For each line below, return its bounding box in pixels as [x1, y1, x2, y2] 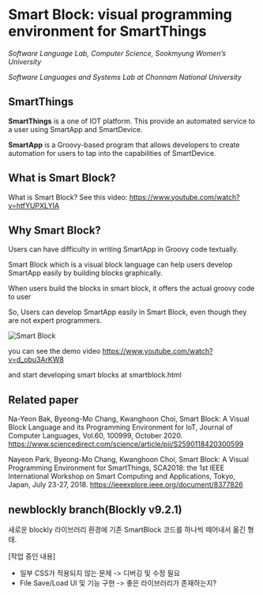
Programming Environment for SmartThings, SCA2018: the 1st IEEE [8, 463, 225, 472]
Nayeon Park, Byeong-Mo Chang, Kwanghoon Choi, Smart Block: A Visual [8, 455, 249, 464]
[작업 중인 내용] [8, 551, 56, 561]
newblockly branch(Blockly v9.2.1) [8, 502, 182, 516]
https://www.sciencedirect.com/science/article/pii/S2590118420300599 [8, 439, 244, 449]
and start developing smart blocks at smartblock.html [8, 370, 182, 380]
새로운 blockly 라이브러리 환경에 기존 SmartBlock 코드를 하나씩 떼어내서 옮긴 [8, 525, 246, 534]
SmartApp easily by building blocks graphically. [8, 268, 163, 278]
